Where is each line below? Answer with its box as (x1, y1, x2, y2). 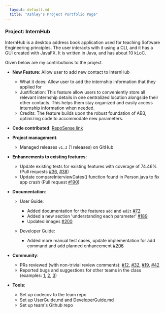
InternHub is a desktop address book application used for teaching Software (5, 39, 160, 45)
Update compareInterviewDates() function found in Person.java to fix (19, 174, 160, 179)
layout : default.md (9, 7, 50, 12)
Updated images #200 (27, 218, 73, 224)
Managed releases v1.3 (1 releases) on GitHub (19, 144, 114, 150)
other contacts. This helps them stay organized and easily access (19, 99, 153, 105)
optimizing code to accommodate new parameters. (19, 115, 124, 121)
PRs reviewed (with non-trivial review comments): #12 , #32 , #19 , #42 (19, 262, 160, 268)
